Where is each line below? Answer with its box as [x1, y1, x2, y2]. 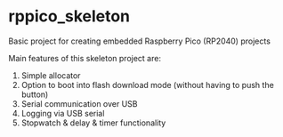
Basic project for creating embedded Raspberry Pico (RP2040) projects [8, 36, 271, 46]
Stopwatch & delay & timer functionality [20, 117, 166, 128]
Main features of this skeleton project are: [8, 52, 162, 63]
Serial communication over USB [20, 98, 139, 109]
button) [20, 89, 49, 100]
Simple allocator [20, 69, 81, 81]
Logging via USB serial [20, 108, 105, 118]
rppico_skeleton [8, 6, 131, 27]
